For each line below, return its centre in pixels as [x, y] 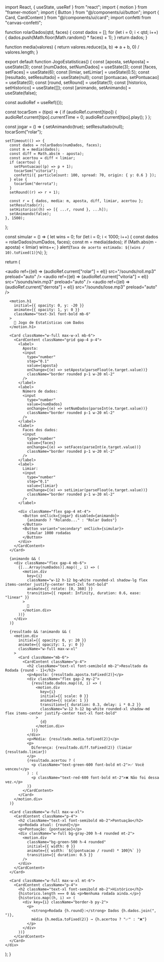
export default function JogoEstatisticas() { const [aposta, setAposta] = [77, 62]
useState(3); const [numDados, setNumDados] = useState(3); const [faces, [81, 67]
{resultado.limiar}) [26, 752]
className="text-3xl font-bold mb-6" [52, 314]
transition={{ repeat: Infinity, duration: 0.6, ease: [84, 593]
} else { [18, 180]
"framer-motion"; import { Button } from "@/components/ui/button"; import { [82, 12]
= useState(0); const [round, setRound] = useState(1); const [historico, [76, 82]
